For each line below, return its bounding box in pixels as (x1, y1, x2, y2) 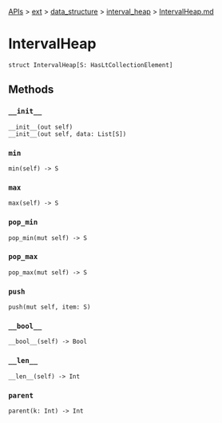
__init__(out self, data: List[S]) (8, 130, 127, 138)
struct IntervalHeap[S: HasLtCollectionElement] (8, 61, 173, 69)
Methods (8, 83, 54, 97)
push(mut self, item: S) (8, 303, 91, 311)
